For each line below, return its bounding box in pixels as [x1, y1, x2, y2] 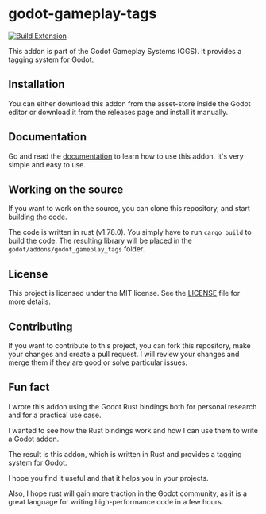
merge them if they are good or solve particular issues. [8, 358, 188, 367]
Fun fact [8, 381, 50, 394]
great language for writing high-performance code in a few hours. [8, 497, 224, 506]
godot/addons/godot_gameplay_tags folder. [8, 244, 145, 254]
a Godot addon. [8, 434, 60, 443]
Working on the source [8, 182, 124, 196]
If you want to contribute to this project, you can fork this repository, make [8, 341, 252, 350]
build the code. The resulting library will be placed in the [8, 236, 192, 246]
